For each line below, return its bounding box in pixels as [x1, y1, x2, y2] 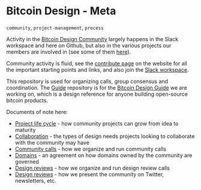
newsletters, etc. [14, 177, 56, 184]
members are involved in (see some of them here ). [6, 48, 131, 55]
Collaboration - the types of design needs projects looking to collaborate [14, 133, 195, 140]
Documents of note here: [6, 108, 68, 115]
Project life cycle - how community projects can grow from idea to [14, 119, 179, 127]
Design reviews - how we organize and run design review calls [14, 164, 170, 171]
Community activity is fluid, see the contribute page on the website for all [6, 60, 188, 67]
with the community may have [14, 139, 90, 146]
